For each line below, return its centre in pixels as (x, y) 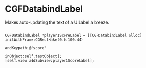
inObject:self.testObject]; (33, 56)
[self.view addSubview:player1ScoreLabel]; (50, 61)
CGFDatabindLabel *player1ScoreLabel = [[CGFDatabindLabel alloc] (73, 35)
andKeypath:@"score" (26, 48)
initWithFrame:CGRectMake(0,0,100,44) (44, 40)
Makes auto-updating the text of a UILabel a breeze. (57, 22)
